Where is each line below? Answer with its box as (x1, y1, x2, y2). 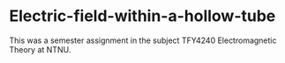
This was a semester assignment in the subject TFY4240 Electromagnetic (9, 35, 277, 45)
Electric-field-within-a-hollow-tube (9, 6, 276, 26)
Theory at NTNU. (9, 44, 71, 54)
